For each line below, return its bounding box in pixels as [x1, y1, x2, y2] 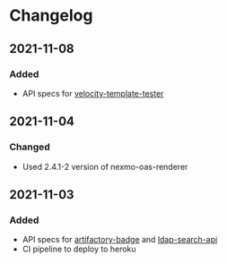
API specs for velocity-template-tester [22, 88, 164, 98]
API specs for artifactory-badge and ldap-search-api [22, 234, 218, 245]
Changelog [9, 5, 93, 26]
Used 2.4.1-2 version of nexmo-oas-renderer [22, 161, 188, 172]
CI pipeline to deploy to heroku [22, 243, 136, 255]
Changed [9, 140, 51, 153]
